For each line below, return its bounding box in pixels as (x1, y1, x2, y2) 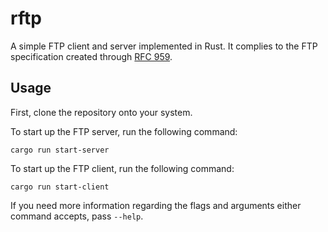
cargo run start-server (10, 145, 110, 155)
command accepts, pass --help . (10, 210, 144, 222)
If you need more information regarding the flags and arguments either (10, 199, 302, 211)
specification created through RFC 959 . (10, 50, 173, 62)
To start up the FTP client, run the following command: (10, 162, 235, 174)
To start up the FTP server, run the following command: (10, 125, 238, 137)
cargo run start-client (10, 182, 110, 192)
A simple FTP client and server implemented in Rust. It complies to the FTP (10, 40, 318, 52)
